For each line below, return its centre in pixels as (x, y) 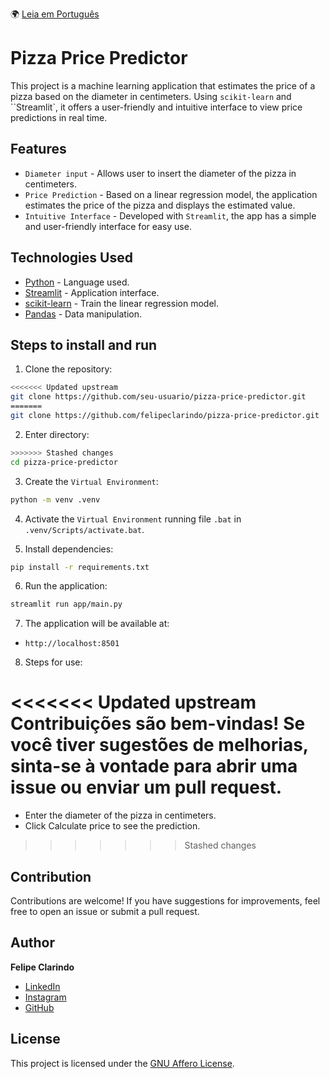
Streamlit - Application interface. (92, 292)
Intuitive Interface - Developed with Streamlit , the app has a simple (170, 215)
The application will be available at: (97, 624)
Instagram (45, 997)
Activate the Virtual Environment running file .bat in (133, 519)
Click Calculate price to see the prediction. (112, 826)
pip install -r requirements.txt (80, 567)
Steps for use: (53, 662)
